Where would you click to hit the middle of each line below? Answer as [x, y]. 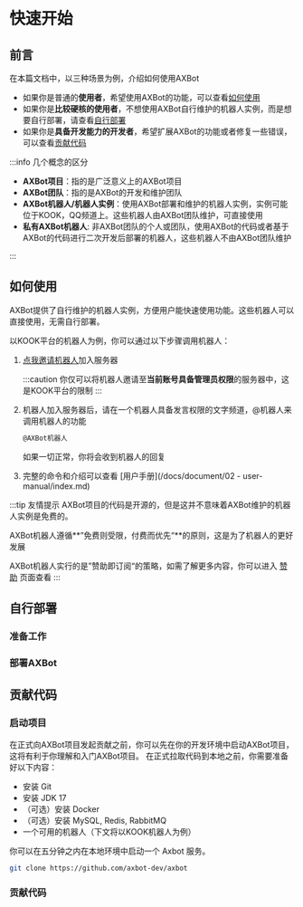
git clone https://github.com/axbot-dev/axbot [99, 868]
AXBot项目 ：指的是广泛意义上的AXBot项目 [102, 181]
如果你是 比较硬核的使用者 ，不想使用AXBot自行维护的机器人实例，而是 [153, 109]
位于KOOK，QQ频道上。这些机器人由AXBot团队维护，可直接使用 [143, 215]
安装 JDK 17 [44, 797]
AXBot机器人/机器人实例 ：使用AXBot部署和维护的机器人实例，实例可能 [155, 204]
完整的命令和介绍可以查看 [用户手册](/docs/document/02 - [132, 475]
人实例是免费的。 [41, 516]
